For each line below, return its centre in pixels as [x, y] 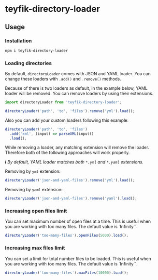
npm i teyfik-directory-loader [36, 50]
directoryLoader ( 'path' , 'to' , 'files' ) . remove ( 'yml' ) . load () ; [70, 111]
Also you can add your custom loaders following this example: [67, 120]
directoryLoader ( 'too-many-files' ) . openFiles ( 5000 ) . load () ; [67, 236]
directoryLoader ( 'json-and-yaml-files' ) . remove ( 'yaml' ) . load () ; [71, 198]
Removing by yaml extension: [34, 190]
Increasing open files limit [36, 211]
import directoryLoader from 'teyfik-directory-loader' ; [64, 102]
